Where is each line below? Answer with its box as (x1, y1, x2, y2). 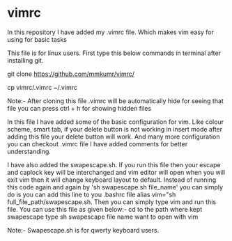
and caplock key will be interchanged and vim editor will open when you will (7, 168, 226, 176)
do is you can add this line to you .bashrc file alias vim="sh (7, 190, 176, 199)
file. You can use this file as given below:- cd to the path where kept (7, 205, 203, 213)
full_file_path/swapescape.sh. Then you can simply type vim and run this (7, 197, 217, 206)
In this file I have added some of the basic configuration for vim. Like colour (7, 117, 224, 126)
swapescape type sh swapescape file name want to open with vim (7, 212, 199, 221)
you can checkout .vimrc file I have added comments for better (7, 139, 188, 148)
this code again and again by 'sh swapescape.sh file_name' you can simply (7, 182, 224, 191)
